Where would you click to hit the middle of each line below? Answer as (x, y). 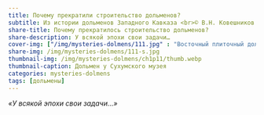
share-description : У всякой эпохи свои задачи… (89, 37)
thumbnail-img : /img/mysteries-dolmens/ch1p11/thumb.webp (105, 59)
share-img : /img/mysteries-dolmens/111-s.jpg (84, 52)
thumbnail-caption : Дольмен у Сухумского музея (88, 66)
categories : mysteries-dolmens (59, 74)
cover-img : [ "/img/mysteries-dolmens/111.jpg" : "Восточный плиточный (126, 45)
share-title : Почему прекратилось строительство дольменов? (109, 30)
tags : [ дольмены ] (37, 81)
